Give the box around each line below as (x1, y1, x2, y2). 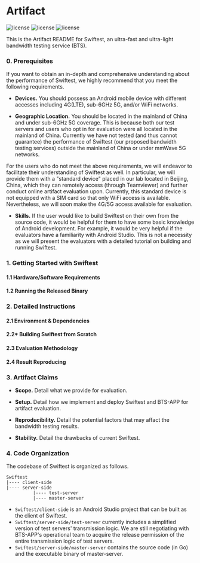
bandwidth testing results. (14, 422, 79, 430)
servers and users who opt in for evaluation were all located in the (14, 126, 178, 133)
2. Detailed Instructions (6, 302, 76, 311)
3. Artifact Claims (6, 373, 59, 381)
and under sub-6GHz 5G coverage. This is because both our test (14, 119, 175, 126)
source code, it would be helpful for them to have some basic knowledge (14, 218, 195, 226)
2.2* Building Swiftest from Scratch (6, 331, 97, 338)
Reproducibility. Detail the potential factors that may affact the (14, 416, 170, 423)
